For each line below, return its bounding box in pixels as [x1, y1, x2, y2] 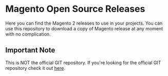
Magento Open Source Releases [5, 3, 145, 15]
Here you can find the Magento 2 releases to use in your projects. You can [5, 20, 163, 26]
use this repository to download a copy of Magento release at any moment [5, 25, 163, 31]
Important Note [5, 46, 55, 54]
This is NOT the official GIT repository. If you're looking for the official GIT [5, 60, 161, 66]
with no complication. [5, 31, 51, 37]
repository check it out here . [5, 65, 65, 71]
